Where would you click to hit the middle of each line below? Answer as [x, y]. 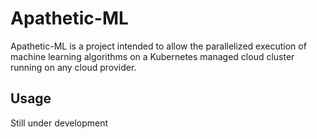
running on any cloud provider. [73, 67]
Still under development [59, 123]
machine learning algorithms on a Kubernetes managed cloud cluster [152, 56]
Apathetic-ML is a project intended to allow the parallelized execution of [158, 46]
